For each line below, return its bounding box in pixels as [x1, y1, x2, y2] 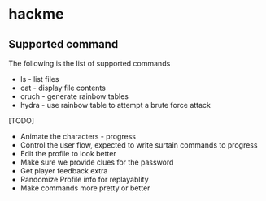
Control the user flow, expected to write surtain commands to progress [20, 140, 258, 150]
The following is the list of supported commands [8, 58, 171, 68]
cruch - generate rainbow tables [20, 92, 129, 101]
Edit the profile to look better [20, 149, 116, 158]
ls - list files [20, 75, 59, 83]
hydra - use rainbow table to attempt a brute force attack [20, 100, 211, 109]
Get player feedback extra [20, 166, 108, 175]
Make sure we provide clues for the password [20, 157, 174, 167]
